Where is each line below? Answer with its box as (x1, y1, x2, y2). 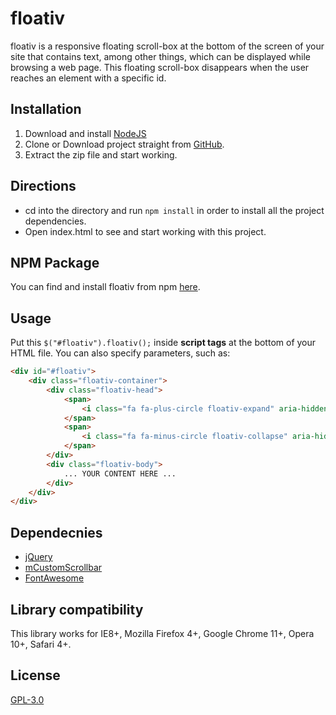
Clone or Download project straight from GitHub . (24, 138, 225, 150)
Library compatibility (10, 601, 144, 618)
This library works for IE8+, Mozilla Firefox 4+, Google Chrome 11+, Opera (10, 627, 315, 639)
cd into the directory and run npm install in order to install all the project (24, 204, 325, 216)
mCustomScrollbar (24, 562, 103, 574)
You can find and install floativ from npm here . (10, 281, 201, 293)
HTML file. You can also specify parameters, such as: (10, 347, 231, 359)
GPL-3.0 (10, 693, 45, 706)
